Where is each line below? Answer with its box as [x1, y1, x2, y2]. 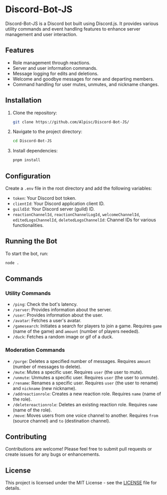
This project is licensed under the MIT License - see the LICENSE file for [5, 480, 157, 486]
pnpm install [12, 158, 41, 163]
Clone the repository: [12, 110, 58, 116]
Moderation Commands [5, 347, 65, 354]
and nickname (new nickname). [12, 385, 77, 391]
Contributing [5, 432, 47, 441]
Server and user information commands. [12, 65, 98, 71]
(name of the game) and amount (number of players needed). [12, 328, 140, 334]
